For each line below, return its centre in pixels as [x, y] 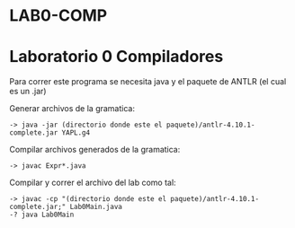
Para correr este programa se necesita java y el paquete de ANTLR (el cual [148, 82]
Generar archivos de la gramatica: [72, 109]
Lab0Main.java [96, 207]
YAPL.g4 [76, 133]
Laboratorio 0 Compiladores [116, 57]
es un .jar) [28, 92]
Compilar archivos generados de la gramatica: [95, 150]
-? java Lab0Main [42, 215]
